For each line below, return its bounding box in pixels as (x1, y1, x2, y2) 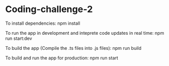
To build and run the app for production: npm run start (5, 54, 118, 61)
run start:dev (5, 35, 32, 41)
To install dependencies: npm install (5, 20, 80, 26)
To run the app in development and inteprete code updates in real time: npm (5, 30, 164, 36)
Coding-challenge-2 (5, 4, 93, 15)
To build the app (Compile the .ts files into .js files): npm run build (5, 45, 142, 51)
